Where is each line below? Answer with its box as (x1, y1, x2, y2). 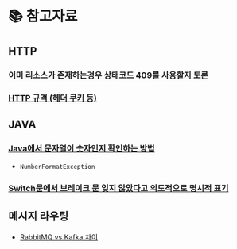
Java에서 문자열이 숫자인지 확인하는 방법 (8, 143, 155, 154)
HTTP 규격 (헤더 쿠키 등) (8, 93, 97, 104)
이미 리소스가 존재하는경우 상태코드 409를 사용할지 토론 (8, 69, 209, 80)
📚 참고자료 (8, 7, 78, 25)
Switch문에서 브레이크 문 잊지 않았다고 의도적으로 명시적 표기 (8, 183, 229, 194)
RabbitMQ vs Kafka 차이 (19, 232, 98, 242)
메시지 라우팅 (8, 209, 69, 223)
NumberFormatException (19, 163, 95, 171)
